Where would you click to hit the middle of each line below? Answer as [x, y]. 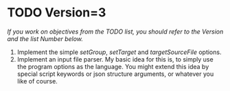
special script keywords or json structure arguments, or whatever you [115, 74]
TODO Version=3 [57, 13]
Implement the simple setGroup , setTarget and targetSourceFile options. [119, 52]
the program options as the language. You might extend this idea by [113, 66]
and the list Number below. [45, 38]
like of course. [37, 81]
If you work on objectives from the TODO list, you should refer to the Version [115, 31]
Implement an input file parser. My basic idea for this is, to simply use [115, 59]
